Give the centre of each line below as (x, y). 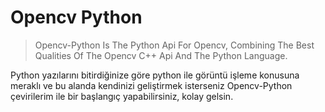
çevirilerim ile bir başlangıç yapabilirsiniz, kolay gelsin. (122, 96)
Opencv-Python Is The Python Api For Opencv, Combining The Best (174, 45)
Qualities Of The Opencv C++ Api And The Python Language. (161, 55)
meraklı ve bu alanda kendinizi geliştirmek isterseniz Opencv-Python (151, 85)
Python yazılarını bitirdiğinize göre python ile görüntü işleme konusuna (155, 75)
